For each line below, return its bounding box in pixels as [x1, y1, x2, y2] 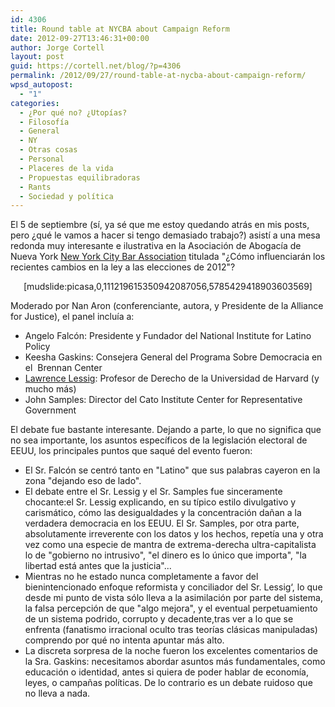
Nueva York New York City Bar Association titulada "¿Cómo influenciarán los [10, 251, 326, 263]
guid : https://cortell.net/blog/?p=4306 [10, 61, 182, 71]
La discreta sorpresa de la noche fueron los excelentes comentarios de [24, 645, 318, 657]
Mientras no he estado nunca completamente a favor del [24, 571, 259, 583]
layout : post [10, 52, 65, 62]
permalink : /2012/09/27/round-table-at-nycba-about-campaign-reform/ [10, 71, 307, 81]
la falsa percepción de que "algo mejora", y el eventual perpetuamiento [24, 602, 318, 615]
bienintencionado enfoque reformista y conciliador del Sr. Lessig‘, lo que [24, 581, 323, 593]
